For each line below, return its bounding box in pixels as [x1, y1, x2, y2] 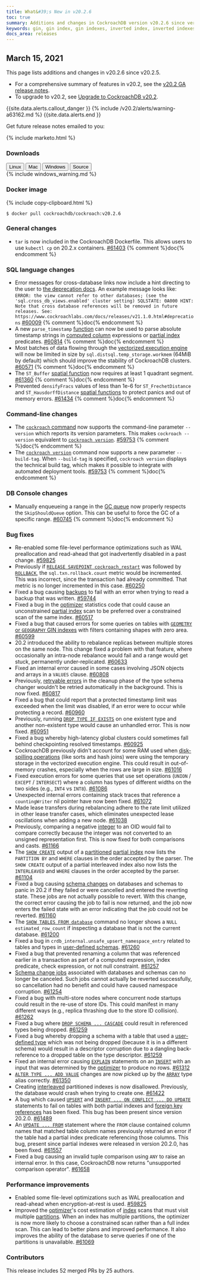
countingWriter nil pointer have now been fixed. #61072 [14, 798, 152, 805]
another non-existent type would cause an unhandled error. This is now [14, 722, 190, 729]
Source [72, 164, 89, 170]
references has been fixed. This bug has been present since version [14, 1109, 182, 1116]
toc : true [6, 14, 31, 20]
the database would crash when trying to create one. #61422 [14, 1090, 165, 1097]
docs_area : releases [6, 31, 58, 37]
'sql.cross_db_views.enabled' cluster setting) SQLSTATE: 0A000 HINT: [14, 298, 194, 304]
